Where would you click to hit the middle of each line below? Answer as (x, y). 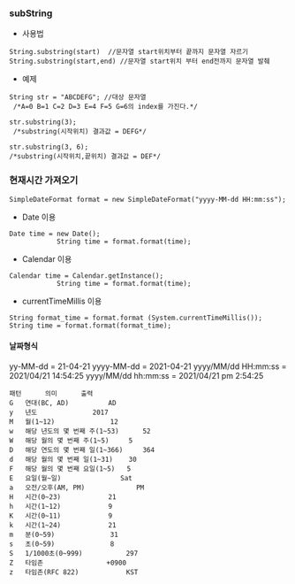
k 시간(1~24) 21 (63, 525)
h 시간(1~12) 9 (61, 506)
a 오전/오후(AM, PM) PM (77, 488)
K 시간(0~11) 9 (61, 516)
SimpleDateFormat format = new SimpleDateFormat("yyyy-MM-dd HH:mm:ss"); (148, 199)
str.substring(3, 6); (49, 147)
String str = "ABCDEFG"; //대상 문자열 (78, 97)
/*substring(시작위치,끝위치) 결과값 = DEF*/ (85, 157)
